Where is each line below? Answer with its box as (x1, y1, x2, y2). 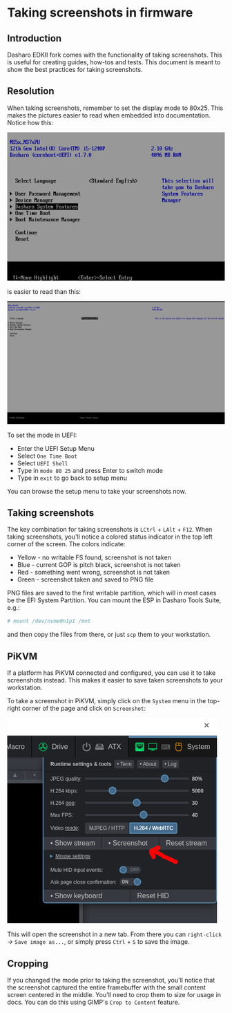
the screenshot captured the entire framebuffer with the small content (7, 983, 206, 992)
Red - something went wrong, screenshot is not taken (17, 568, 171, 577)
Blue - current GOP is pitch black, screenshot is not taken (17, 561, 181, 569)
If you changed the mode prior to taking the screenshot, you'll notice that (7, 976, 215, 984)
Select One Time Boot (17, 452, 78, 460)
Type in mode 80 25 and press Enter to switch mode (17, 466, 164, 474)
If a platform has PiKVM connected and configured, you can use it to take (7, 669, 216, 677)
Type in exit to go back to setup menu (17, 474, 128, 482)
